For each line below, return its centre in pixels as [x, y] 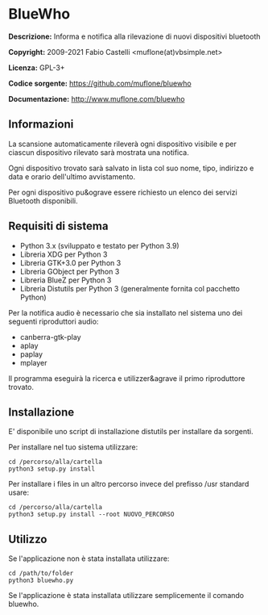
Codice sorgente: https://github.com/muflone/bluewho [100, 83]
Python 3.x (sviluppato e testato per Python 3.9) [99, 245]
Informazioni [41, 125]
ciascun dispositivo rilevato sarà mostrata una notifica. [99, 152]
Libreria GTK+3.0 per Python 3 [70, 262]
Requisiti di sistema [58, 226]
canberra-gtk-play [50, 337]
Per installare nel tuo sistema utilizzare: [73, 447]
